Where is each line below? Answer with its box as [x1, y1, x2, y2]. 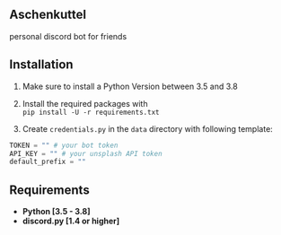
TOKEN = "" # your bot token [9, 141, 119, 150]
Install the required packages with [22, 98, 148, 109]
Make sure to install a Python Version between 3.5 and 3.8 [22, 81, 238, 91]
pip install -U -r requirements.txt [22, 108, 160, 117]
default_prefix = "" [9, 157, 87, 167]
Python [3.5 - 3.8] [22, 206, 91, 217]
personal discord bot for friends [9, 30, 127, 41]
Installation [9, 57, 74, 73]
